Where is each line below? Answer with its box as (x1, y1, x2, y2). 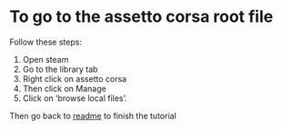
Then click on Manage (22, 83, 106, 94)
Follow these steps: (9, 36, 82, 47)
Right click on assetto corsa (22, 73, 127, 84)
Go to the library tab (22, 64, 98, 75)
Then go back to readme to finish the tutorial (9, 110, 177, 121)
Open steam (22, 54, 69, 65)
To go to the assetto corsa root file (9, 6, 274, 27)
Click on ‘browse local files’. (22, 93, 127, 104)
